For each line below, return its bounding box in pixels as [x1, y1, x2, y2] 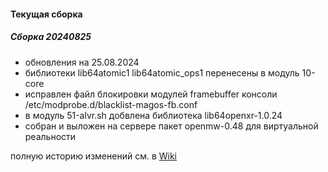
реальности [24, 130, 77, 142]
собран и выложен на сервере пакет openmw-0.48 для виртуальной [24, 120, 319, 132]
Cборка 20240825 [10, 31, 92, 43]
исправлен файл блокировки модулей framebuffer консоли [24, 88, 278, 100]
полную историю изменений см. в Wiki [10, 150, 177, 162]
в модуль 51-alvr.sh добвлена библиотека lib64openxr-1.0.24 [24, 109, 283, 121]
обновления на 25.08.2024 [24, 56, 140, 68]
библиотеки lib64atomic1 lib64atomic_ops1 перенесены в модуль [24, 66, 300, 79]
